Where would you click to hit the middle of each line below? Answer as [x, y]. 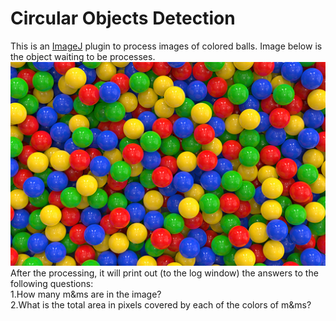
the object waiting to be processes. [83, 56]
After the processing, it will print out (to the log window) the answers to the [164, 273]
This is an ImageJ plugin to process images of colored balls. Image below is [166, 46]
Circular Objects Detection [123, 18]
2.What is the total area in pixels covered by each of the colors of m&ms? [161, 304]
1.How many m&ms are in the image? [86, 294]
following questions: [52, 283]
